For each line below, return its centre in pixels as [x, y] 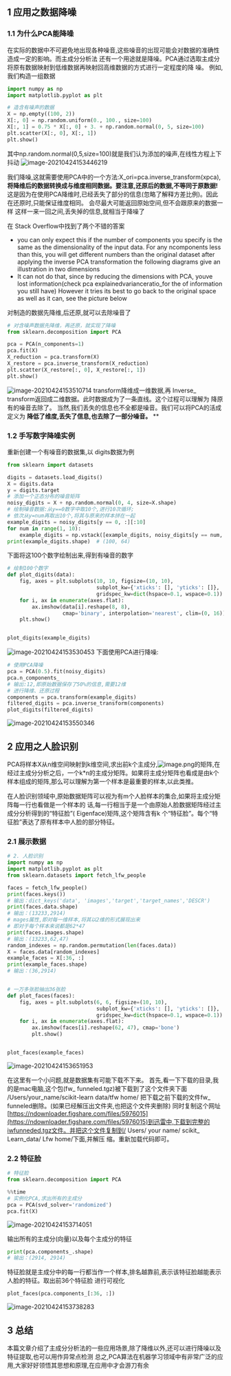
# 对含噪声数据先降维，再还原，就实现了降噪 [62, 326]
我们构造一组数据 [31, 76]
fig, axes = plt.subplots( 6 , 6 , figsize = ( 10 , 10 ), [93, 1002]
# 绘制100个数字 [28, 569]
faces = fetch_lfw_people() [47, 888]
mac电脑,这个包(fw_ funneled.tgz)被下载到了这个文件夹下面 [103, 1088]
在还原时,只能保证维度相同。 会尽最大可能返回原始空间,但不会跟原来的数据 [112, 202]
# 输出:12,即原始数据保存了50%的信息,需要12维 [67, 684]
